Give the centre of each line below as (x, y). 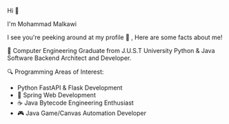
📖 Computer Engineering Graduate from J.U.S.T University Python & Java (111, 51)
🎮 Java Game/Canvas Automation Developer (82, 113)
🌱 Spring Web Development (57, 95)
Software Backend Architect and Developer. (69, 58)
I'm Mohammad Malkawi (42, 24)
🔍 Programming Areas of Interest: (56, 72)
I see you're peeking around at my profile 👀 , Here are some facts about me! (115, 37)
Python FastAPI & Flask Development (70, 87)
